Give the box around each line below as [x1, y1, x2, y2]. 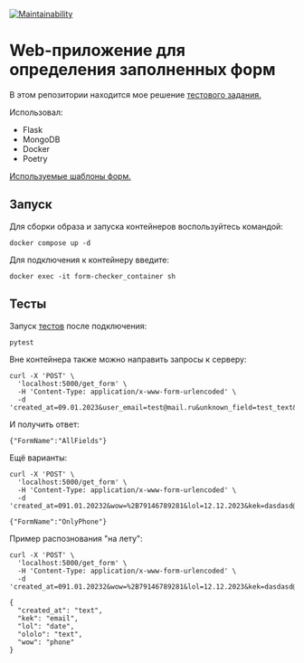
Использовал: [9, 107, 63, 118]
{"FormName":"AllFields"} [9, 436, 107, 445]
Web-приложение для [9, 41, 185, 61]
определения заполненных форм [9, 60, 276, 81]
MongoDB [22, 134, 61, 145]
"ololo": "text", [17, 630, 83, 639]
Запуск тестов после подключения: [9, 320, 147, 331]
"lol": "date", [17, 621, 75, 630]
